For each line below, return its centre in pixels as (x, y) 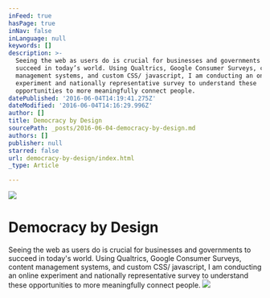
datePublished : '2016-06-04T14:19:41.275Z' (82, 98)
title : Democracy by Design (55, 121)
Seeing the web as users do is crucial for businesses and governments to (130, 250)
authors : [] (28, 135)
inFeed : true (30, 16)
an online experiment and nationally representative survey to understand (129, 275)
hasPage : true (32, 23)
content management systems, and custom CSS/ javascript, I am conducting (135, 267)
